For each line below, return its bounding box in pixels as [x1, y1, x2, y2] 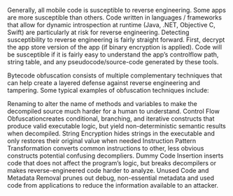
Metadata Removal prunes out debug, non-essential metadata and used [7, 174, 215, 182]
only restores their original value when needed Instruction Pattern [7, 137, 197, 145]
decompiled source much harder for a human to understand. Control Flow [7, 107, 220, 115]
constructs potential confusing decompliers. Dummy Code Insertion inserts [7, 151, 224, 160]
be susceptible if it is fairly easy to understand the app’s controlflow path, [7, 50, 219, 59]
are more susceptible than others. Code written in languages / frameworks [7, 13, 223, 22]
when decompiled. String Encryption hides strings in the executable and [7, 129, 216, 137]
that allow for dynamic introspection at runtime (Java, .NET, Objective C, [7, 21, 216, 29]
